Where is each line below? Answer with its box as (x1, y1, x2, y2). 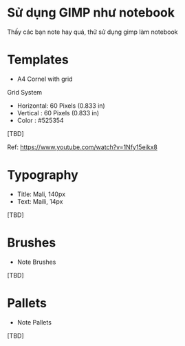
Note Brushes (17, 258, 56, 266)
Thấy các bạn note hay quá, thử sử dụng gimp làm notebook (7, 28, 178, 36)
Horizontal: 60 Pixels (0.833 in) (17, 102, 105, 110)
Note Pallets (17, 318, 52, 326)
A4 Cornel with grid (17, 75, 73, 83)
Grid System (7, 88, 43, 96)
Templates (7, 52, 69, 68)
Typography (7, 167, 79, 183)
